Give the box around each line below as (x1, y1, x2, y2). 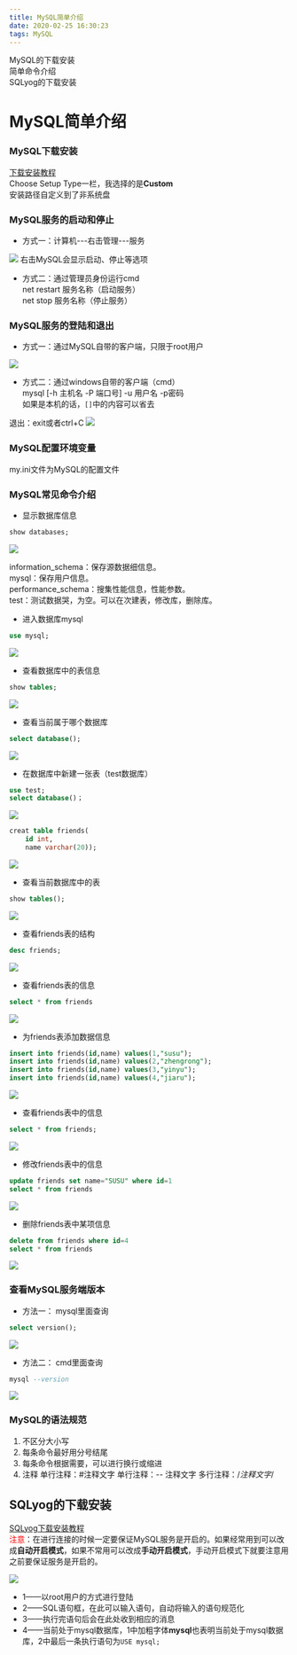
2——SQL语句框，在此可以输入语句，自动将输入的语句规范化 (21, 1602, 245, 1613)
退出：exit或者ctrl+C (9, 418, 84, 428)
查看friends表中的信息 (21, 1107, 104, 1118)
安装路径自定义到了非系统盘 (9, 189, 111, 199)
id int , (25, 835, 53, 844)
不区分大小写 (21, 1435, 69, 1446)
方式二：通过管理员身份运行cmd (21, 273, 140, 284)
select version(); (9, 1323, 77, 1332)
